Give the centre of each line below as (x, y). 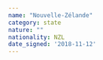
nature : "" (26, 30)
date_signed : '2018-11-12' (52, 44)
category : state (35, 23)
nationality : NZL (37, 37)
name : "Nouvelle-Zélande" (50, 15)
